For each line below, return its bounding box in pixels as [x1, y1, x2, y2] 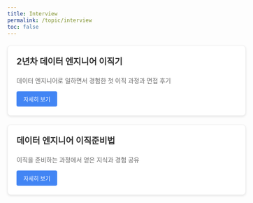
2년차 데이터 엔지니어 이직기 [16, 56, 123, 67]
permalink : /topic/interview [7, 17, 92, 24]
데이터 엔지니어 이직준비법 [16, 134, 115, 146]
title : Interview [7, 10, 58, 17]
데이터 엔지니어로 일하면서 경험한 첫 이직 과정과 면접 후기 [16, 76, 171, 85]
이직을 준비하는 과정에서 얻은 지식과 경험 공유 [16, 155, 140, 164]
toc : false [7, 23, 39, 30]
